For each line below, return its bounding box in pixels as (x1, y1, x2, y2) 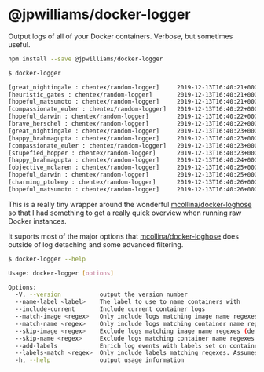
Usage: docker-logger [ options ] (8, 269, 114, 277)
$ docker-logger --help (8, 255, 86, 263)
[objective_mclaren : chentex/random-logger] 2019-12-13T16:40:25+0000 (8, 163, 262, 172)
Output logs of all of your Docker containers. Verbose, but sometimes (8, 31, 233, 41)
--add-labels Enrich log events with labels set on (15, 341, 226, 350)
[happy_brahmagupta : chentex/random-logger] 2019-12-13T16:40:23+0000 (8, 134, 262, 142)
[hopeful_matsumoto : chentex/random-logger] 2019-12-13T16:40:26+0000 (8, 185, 262, 193)
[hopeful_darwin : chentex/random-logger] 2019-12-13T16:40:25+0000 (8, 171, 262, 179)
